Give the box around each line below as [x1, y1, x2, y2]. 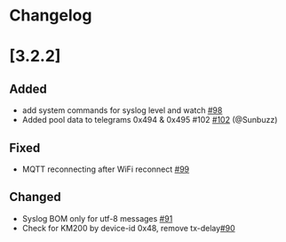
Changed [9, 190, 61, 205]
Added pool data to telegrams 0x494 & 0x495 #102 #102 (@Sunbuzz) [21, 115, 278, 125]
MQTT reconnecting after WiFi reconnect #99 [21, 164, 190, 174]
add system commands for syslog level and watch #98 [21, 105, 223, 116]
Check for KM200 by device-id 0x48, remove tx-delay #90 [21, 222, 235, 233]
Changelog [9, 5, 92, 26]
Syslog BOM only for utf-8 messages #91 [21, 213, 173, 223]
